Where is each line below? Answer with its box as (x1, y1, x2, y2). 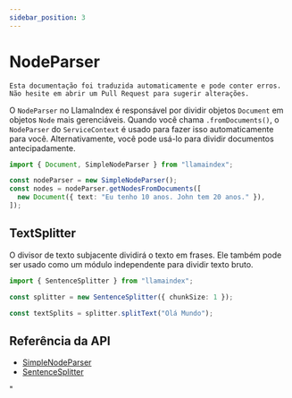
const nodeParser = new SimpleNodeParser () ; (9, 176, 178, 185)
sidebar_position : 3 (9, 13, 87, 22)
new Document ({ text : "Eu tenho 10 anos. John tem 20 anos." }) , (17, 193, 266, 202)
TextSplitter (9, 225, 77, 241)
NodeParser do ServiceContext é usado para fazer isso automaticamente (9, 123, 274, 134)
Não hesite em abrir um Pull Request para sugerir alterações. (9, 89, 250, 98)
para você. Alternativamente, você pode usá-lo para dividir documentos (9, 133, 274, 144)
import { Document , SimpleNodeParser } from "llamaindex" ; (9, 160, 234, 169)
